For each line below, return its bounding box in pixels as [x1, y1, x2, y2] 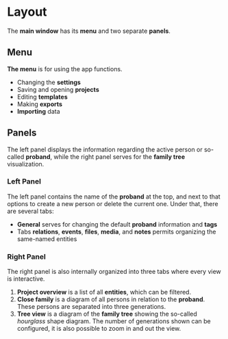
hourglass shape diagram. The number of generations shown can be [16, 317, 211, 325]
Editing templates [16, 92, 68, 101]
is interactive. [7, 275, 45, 283]
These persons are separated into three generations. [16, 303, 166, 311]
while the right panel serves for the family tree [53, 152, 186, 161]
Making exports [16, 100, 63, 108]
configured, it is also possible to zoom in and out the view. [16, 325, 181, 333]
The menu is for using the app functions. [7, 64, 123, 73]
